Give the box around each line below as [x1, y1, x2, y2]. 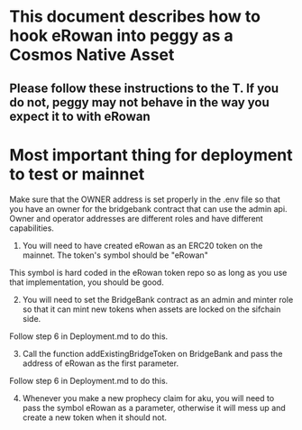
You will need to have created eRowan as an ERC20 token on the [22, 240, 263, 251]
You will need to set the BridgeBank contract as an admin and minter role [22, 294, 294, 305]
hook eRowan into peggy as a [9, 25, 234, 46]
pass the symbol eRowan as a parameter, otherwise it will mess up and [22, 402, 286, 413]
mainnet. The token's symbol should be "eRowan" [22, 250, 209, 261]
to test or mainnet [9, 164, 145, 184]
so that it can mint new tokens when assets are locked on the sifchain [22, 304, 281, 315]
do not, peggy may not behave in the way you [9, 95, 270, 110]
